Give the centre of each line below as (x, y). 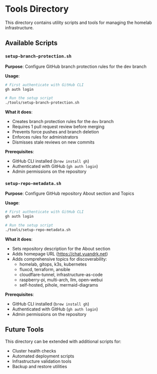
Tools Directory (37, 9)
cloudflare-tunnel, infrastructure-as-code (61, 274)
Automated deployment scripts (43, 356)
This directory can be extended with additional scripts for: (63, 341)
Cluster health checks (34, 351)
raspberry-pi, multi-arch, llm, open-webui (61, 280)
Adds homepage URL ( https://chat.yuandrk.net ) (60, 254)
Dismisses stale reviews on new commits (53, 142)
